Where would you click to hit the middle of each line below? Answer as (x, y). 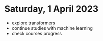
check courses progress (37, 33)
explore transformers (33, 23)
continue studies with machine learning (52, 28)
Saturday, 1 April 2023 (51, 9)
